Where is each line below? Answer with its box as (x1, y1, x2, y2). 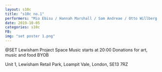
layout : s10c (5, 7, 32, 12)
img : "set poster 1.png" (5, 34, 55, 39)
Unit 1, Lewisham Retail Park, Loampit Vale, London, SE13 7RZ (5, 61, 129, 67)
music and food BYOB (5, 52, 49, 58)
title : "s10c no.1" (5, 12, 45, 16)
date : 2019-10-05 (5, 20, 40, 25)
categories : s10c (5, 25, 40, 30)
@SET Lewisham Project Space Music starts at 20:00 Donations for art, (5, 47, 148, 53)
